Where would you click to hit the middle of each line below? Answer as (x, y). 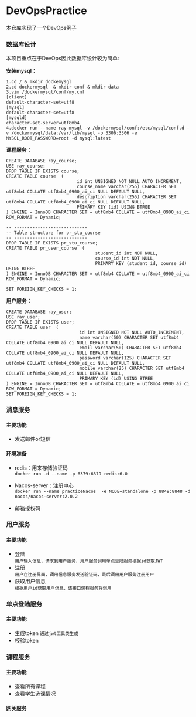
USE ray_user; (23, 317)
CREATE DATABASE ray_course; (42, 161)
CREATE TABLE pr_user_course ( (45, 248)
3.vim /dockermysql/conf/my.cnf (45, 92)
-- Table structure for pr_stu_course (53, 233)
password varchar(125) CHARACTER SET (125, 358)
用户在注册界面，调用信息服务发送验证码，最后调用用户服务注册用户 (84, 575)
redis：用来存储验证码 (41, 468)
